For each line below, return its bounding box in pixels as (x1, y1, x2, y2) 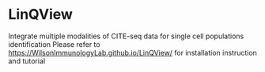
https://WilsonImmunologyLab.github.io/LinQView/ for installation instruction (8, 48, 257, 57)
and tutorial (8, 56, 46, 66)
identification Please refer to (8, 39, 100, 49)
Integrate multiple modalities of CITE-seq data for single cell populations (8, 31, 244, 41)
